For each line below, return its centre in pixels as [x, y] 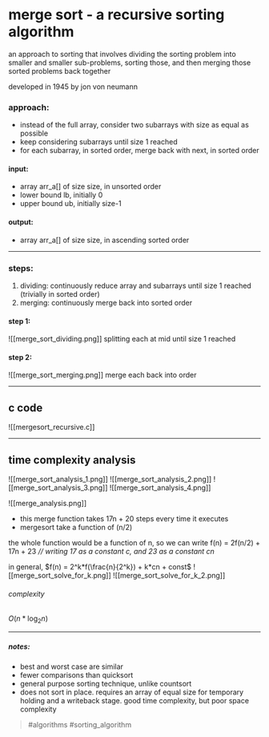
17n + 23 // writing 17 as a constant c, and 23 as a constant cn [111, 551]
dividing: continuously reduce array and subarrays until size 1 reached [136, 285]
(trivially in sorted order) [60, 294]
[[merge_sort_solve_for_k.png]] [60, 575]
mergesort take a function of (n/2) [76, 527]
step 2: [20, 357]
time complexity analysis [72, 460]
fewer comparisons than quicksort [76, 674]
